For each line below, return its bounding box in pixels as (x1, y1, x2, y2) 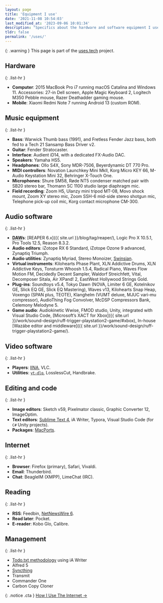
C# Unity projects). (12, 422, 49, 428)
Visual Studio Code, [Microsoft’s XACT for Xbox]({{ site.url (12, 312, 129, 318)
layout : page (5, 7, 32, 12)
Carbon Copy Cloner (12, 583, 53, 589)
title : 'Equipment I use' (5, 12, 57, 17)
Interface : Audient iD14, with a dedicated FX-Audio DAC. (12, 152, 126, 157)
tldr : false (5, 30, 29, 35)
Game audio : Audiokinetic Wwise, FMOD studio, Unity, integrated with (12, 308, 153, 313)
